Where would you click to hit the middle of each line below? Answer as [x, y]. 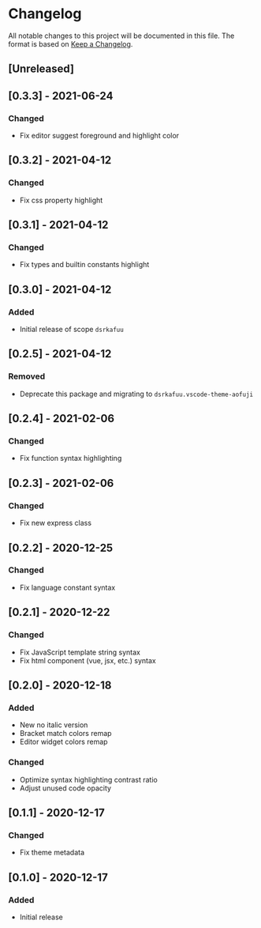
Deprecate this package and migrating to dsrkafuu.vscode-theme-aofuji [136, 394]
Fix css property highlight [61, 200]
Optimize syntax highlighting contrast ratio [88, 779]
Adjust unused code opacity [65, 788]
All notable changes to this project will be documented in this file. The [121, 36]
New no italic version [54, 725]
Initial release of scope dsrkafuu [71, 330]
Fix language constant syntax [67, 587]
